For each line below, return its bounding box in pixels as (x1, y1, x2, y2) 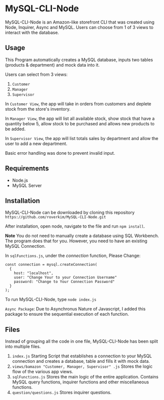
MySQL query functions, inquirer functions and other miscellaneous (12, 379, 149, 385)
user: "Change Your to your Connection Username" (14, 275, 117, 280)
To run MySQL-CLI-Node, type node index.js (5, 297, 96, 303)
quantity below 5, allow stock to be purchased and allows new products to (5, 120, 155, 126)
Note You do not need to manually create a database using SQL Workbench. (5, 233, 159, 239)
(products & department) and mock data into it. (5, 62, 100, 68)
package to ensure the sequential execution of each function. (5, 311, 129, 317)
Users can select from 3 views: (5, 71, 68, 77)
